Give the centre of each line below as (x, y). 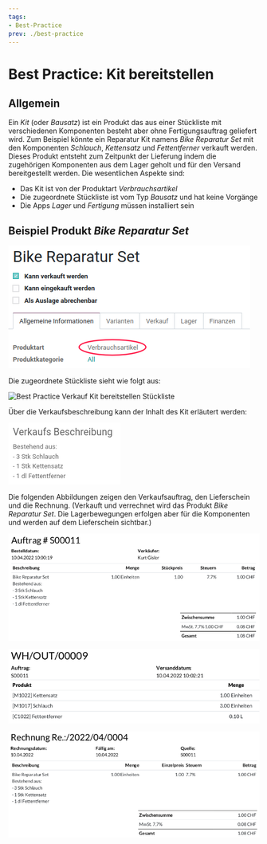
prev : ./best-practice (46, 33)
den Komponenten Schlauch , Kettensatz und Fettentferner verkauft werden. (133, 148)
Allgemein (34, 103)
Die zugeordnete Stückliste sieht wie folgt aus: (84, 381)
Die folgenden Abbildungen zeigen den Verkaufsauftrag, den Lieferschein (129, 497)
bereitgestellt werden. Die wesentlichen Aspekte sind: (96, 173)
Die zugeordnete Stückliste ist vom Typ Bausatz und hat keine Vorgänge (139, 197)
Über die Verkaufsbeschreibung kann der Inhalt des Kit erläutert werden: (128, 412)
